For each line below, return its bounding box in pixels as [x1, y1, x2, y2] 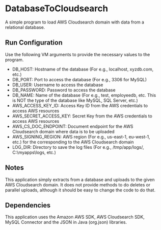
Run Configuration [5, 39, 63, 47]
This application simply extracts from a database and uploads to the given [5, 177, 155, 183]
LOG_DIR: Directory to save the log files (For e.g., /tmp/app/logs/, [12, 144, 144, 150]
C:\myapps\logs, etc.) [12, 149, 56, 155]
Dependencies [5, 201, 51, 209]
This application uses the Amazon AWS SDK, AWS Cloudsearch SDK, [5, 214, 145, 220]
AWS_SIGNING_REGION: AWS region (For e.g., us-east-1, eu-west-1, [12, 134, 151, 139]
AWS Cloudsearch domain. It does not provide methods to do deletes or [5, 182, 151, 187]
